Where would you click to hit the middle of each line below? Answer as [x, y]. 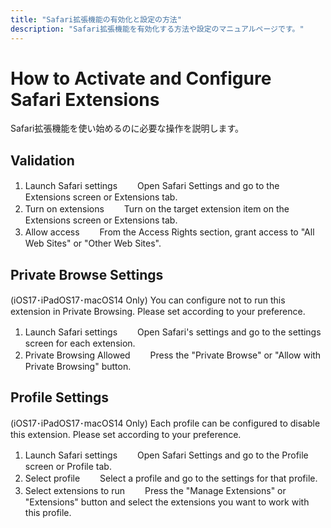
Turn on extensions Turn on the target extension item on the [157, 209]
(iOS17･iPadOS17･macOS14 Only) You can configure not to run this [148, 300]
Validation [42, 160]
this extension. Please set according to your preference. [126, 434]
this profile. [48, 512]
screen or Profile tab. [68, 466]
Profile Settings [60, 397]
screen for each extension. [80, 343]
